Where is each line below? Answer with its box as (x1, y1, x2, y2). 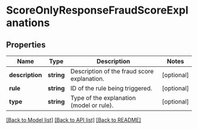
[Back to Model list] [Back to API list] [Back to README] (6, 117, 141, 123)
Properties (6, 40, 46, 50)
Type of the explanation (70, 94, 136, 102)
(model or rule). (70, 101, 114, 109)
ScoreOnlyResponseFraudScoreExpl (6, 4, 189, 17)
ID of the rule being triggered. (70, 84, 153, 92)
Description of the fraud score (70, 67, 154, 75)
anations (6, 16, 50, 30)
